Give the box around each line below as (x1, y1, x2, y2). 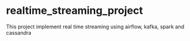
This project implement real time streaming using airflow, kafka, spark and (6, 23, 185, 30)
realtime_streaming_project (6, 4, 143, 17)
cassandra (6, 29, 32, 36)
